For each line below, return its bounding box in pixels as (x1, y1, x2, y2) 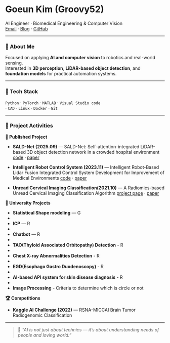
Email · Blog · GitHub (5, 25, 48, 31)
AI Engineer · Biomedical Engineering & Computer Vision (5, 20, 123, 26)
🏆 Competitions (5, 295, 40, 301)
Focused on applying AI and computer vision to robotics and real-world (5, 55, 156, 61)
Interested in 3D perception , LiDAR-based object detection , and (5, 65, 141, 71)
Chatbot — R (12, 231, 40, 237)
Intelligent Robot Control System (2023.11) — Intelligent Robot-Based (12, 164, 159, 170)
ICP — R (12, 220, 30, 226)
